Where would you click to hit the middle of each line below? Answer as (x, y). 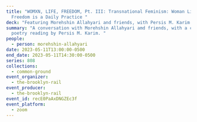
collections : (22, 66)
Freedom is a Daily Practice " (50, 17)
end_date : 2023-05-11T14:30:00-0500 (51, 55)
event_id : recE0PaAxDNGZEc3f (42, 99)
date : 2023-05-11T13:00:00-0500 (45, 50)
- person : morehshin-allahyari (50, 45)
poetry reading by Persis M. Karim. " (59, 33)
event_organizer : (27, 77)
